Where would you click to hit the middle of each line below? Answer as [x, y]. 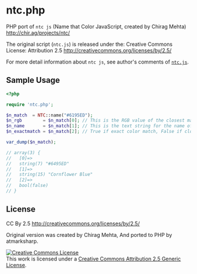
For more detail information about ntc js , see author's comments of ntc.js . [98, 62]
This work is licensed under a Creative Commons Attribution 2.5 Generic [94, 259]
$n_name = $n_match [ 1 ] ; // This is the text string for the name [95, 126]
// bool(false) [27, 186]
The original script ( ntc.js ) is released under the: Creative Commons [89, 44]
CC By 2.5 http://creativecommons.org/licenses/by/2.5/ [73, 223]
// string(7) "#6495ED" [38, 163]
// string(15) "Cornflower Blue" [50, 175]
